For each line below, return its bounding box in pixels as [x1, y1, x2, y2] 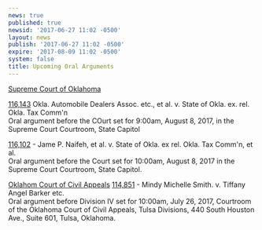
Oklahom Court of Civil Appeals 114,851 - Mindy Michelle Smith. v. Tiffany [8, 180, 246, 189]
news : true [8, 11, 44, 20]
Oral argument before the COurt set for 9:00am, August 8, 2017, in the [8, 115, 234, 126]
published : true [8, 19, 61, 27]
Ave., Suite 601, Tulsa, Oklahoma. [8, 213, 116, 222]
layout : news [8, 33, 51, 42]
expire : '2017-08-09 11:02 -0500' [8, 48, 122, 56]
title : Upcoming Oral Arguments [8, 63, 114, 71]
